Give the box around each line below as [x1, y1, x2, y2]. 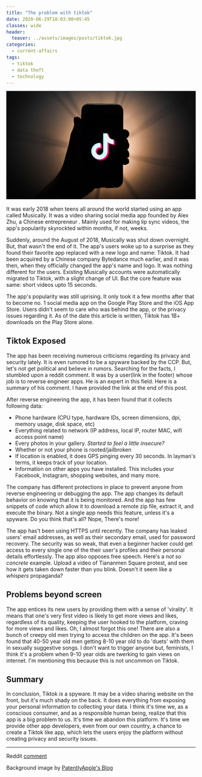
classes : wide [6, 22, 42, 28]
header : [6, 29, 26, 35]
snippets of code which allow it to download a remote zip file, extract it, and [6, 502, 194, 510]
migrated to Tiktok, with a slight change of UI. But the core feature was [6, 275, 182, 282]
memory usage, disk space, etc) [14, 420, 95, 427]
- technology [11, 73, 44, 80]
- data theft [11, 67, 44, 73]
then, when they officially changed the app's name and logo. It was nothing [6, 262, 193, 269]
